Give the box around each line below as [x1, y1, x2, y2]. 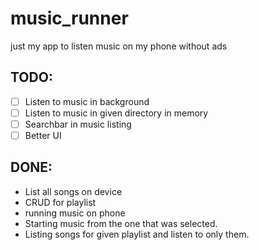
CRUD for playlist [24, 196, 97, 208]
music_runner [10, 7, 129, 30]
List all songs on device [24, 185, 123, 197]
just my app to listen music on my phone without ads [10, 40, 228, 52]
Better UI [24, 129, 62, 141]
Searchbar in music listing [24, 118, 132, 130]
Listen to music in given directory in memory [24, 107, 209, 119]
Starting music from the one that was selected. [24, 217, 218, 229]
